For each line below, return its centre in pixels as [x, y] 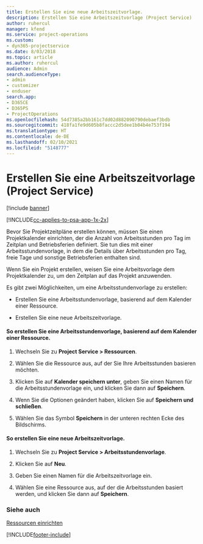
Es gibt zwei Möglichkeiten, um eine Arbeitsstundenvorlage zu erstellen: [97, 288]
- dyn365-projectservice [38, 46]
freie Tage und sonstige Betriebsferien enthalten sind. [74, 257]
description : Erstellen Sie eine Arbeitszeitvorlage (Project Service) [99, 18]
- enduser [19, 91]
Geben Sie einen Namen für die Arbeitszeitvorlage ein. [84, 475]
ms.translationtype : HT [37, 131]
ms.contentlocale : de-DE [38, 137]
